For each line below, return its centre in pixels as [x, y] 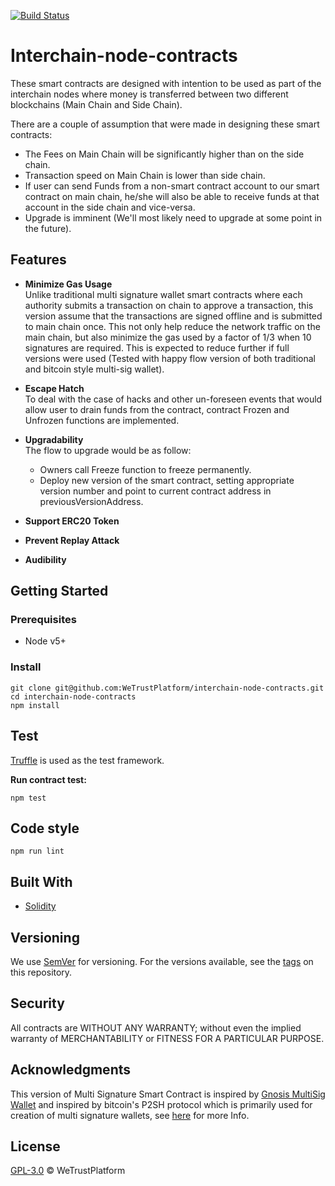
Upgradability [54, 439]
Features [38, 260]
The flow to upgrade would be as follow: [108, 450]
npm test [28, 798]
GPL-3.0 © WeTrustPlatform [68, 1171]
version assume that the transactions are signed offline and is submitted [173, 316]
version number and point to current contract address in [155, 491]
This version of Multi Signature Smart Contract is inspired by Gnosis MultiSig [168, 1094]
